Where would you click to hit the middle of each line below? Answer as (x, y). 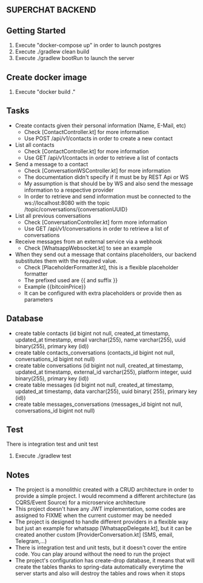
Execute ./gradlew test (43, 456)
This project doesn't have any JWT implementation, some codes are (100, 509)
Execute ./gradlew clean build (52, 52)
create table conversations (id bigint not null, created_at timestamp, (99, 365)
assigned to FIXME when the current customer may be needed (93, 516)
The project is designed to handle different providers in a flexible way (102, 522)
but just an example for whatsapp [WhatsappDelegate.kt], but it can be (103, 528)
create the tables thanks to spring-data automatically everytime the (99, 567)
